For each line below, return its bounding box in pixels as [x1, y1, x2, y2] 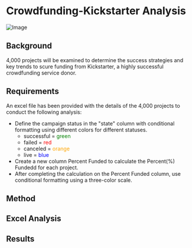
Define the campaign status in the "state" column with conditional [14, 120, 175, 127]
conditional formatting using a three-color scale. [14, 176, 133, 183]
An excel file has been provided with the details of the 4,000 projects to [6, 102, 180, 109]
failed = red [23, 139, 52, 146]
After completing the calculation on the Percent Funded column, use [14, 170, 181, 177]
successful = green [23, 132, 71, 140]
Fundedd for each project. [14, 164, 79, 171]
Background [6, 41, 52, 51]
